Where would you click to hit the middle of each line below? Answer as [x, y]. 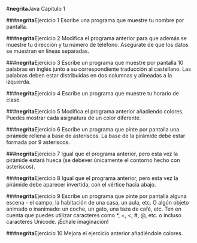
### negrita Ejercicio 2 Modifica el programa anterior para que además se [97, 38]
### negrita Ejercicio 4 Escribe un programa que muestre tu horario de [93, 93]
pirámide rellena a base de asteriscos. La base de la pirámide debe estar [96, 136]
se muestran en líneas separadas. [48, 51]
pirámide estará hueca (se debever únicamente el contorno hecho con [93, 160]
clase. [13, 100]
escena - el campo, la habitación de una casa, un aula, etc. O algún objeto [98, 202]
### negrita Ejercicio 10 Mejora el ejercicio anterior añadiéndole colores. [95, 233]
